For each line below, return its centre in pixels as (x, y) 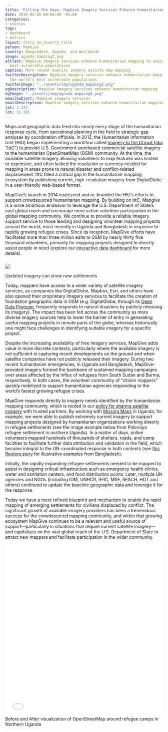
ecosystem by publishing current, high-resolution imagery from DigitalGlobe (83, 179)
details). (13, 253)
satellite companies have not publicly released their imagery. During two (79, 359)
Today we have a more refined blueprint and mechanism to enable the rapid (83, 500)
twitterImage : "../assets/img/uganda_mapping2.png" (60, 84)
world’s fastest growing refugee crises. (45, 391)
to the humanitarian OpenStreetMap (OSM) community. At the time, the (78, 153)
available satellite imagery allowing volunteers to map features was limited (81, 158)
